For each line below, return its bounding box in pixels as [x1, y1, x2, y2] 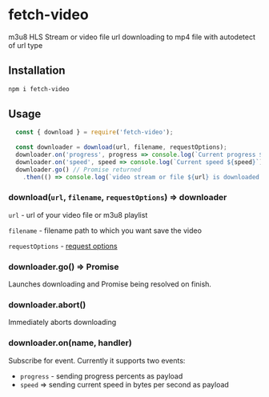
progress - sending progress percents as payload [19, 371, 183, 381]
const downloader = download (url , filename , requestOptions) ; [15, 143, 227, 151]
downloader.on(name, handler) [8, 338, 132, 349]
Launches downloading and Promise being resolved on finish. [8, 279, 212, 289]
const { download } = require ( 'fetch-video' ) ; [15, 128, 174, 137]
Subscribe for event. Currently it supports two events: [8, 355, 186, 365]
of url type [8, 40, 43, 50]
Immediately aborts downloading [8, 318, 117, 327]
